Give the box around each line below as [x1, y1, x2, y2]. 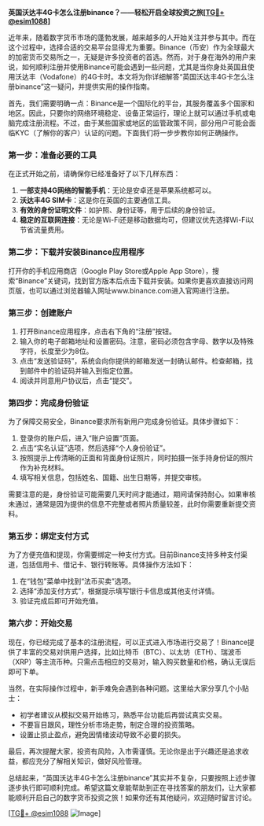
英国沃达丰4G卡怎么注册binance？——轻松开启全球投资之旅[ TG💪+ [8, 8, 225, 17]
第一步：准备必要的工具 [8, 149, 97, 160]
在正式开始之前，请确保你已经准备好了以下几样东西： [8, 169, 181, 179]
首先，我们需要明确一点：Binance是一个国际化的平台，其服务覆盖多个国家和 [8, 98, 255, 108]
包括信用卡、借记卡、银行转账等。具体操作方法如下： [21, 560, 194, 570]
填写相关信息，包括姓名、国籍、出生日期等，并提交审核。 [19, 473, 206, 482]
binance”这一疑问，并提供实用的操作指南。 [14, 82, 155, 91]
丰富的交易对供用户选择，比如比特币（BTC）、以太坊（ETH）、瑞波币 [21, 647, 242, 656]
